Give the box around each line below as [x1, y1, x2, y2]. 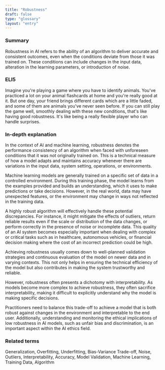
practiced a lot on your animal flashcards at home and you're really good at [5, 92, 158, 98]
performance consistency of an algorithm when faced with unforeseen [5, 147, 149, 153]
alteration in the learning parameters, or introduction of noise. [5, 64, 131, 70]
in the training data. [5, 199, 45, 204]
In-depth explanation [5, 131, 57, 138]
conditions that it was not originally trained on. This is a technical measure [5, 153, 156, 159]
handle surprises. [5, 118, 40, 124]
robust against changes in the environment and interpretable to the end [5, 310, 150, 316]
